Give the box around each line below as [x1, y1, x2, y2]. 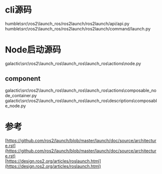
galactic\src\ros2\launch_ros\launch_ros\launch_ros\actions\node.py [5, 60, 141, 66]
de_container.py [5, 92, 37, 98]
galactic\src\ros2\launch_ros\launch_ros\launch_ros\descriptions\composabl [5, 98, 157, 103]
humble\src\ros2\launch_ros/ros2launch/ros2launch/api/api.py [5, 20, 130, 27]
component [5, 74, 41, 83]
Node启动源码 [5, 44, 61, 56]
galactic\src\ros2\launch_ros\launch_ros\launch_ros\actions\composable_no [5, 87, 157, 93]
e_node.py [5, 102, 26, 109]
